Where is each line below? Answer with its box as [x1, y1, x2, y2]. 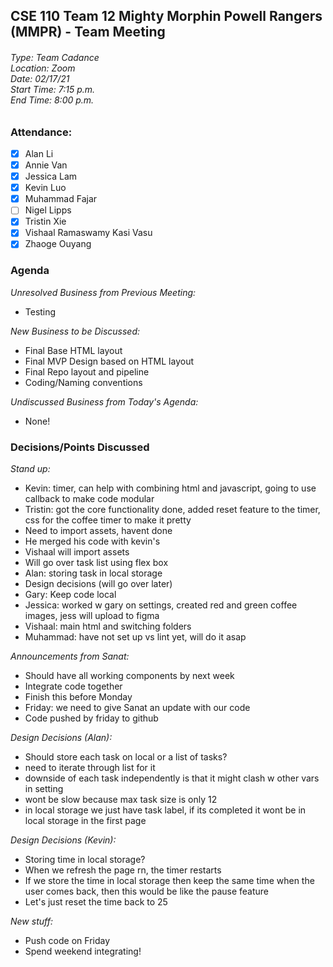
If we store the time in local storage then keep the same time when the [24, 875, 315, 887]
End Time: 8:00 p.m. [10, 94, 95, 106]
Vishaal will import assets [24, 546, 130, 558]
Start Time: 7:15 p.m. [10, 83, 96, 95]
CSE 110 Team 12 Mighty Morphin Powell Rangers [10, 8, 323, 25]
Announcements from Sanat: [10, 650, 130, 663]
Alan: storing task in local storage [24, 567, 163, 579]
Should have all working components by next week [24, 670, 235, 682]
